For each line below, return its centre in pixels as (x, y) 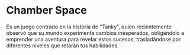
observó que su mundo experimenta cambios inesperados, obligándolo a (95, 33)
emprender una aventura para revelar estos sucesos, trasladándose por (94, 39)
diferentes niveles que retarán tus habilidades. (63, 46)
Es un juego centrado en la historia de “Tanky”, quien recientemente (89, 27)
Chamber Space (46, 10)
